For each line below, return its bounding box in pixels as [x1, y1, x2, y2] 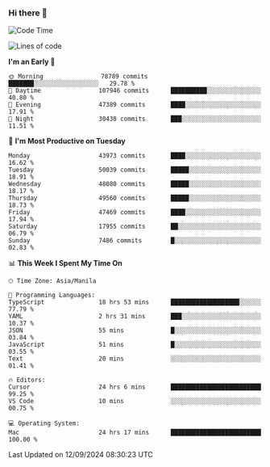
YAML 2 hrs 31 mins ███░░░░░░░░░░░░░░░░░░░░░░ [8, 313, 262, 321]
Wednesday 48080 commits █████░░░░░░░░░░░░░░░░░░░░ [8, 180, 262, 188]
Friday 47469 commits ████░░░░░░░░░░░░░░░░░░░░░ [8, 208, 262, 217]
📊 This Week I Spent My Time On [8, 259, 123, 268]
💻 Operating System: [8, 419, 81, 427]
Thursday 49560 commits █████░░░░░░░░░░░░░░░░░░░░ [8, 194, 262, 203]
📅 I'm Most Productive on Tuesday [8, 137, 127, 146]
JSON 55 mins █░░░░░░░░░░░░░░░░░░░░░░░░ [8, 326, 262, 334]
